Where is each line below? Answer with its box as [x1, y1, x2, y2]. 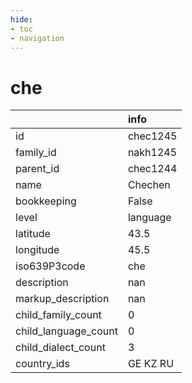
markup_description [15, 292, 110, 306]
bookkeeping [15, 194, 77, 208]
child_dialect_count [15, 341, 106, 355]
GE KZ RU [127, 357, 175, 371]
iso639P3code [15, 259, 86, 273]
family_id [15, 146, 57, 160]
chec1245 [127, 129, 178, 143]
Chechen [127, 178, 171, 192]
